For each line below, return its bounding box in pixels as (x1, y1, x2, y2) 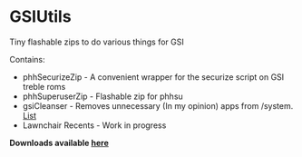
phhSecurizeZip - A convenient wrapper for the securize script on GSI (22, 71, 285, 83)
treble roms (22, 81, 66, 92)
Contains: (9, 54, 45, 64)
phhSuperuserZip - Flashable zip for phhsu (22, 91, 183, 102)
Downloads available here (9, 137, 109, 148)
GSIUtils (9, 6, 72, 27)
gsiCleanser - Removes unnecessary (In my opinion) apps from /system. (22, 100, 294, 111)
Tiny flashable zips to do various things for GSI (9, 36, 184, 47)
